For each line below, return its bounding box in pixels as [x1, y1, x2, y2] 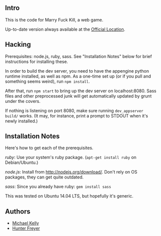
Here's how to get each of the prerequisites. [5, 145, 93, 151]
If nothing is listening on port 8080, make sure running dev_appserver [5, 107, 143, 114]
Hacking [5, 40, 31, 49]
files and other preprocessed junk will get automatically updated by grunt [5, 93, 152, 99]
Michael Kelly [12, 220, 39, 226]
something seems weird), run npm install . [5, 78, 90, 84]
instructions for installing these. [5, 59, 68, 64]
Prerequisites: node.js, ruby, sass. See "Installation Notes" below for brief [5, 53, 152, 59]
